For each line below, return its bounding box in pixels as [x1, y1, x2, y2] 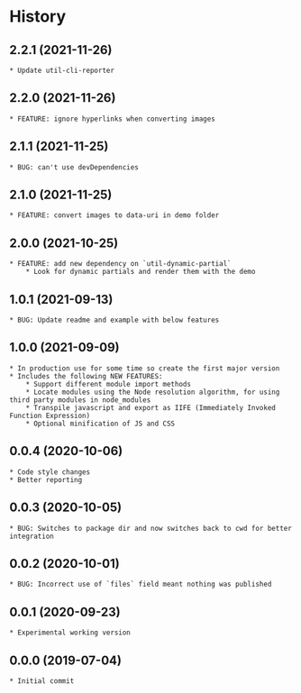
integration [9, 532, 54, 541]
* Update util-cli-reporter [9, 66, 115, 75]
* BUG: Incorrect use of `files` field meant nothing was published [9, 579, 272, 589]
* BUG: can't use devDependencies [9, 162, 140, 172]
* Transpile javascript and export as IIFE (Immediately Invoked [25, 403, 277, 412]
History [9, 6, 67, 27]
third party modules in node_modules [9, 395, 151, 405]
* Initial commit [9, 676, 75, 686]
